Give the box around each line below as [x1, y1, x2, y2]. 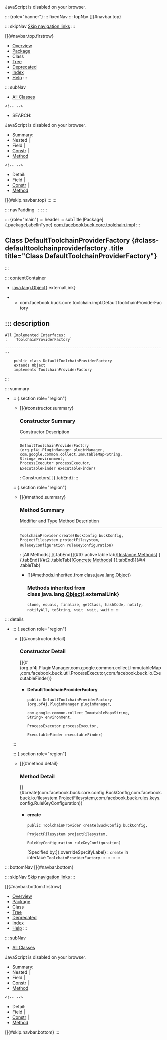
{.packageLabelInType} [5, 222, 53, 228]
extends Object [14, 363, 46, 368]
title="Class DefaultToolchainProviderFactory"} [5, 252, 158, 260]
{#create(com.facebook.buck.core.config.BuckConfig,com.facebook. [19, 790, 162, 796]
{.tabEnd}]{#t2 [19, 557, 50, 563]
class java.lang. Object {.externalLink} [27, 591, 120, 598]
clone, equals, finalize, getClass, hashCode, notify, [27, 602, 143, 607]
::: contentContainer [5, 275, 46, 281]
